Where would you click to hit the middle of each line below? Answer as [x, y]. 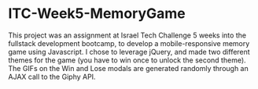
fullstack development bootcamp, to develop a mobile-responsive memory [129, 43]
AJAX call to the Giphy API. [52, 77]
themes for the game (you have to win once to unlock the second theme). [127, 60]
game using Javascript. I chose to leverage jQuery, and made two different [129, 52]
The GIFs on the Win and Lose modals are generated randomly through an [129, 68]
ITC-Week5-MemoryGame [97, 14]
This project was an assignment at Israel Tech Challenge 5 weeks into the [127, 35]
